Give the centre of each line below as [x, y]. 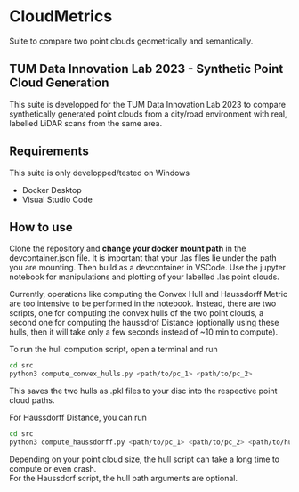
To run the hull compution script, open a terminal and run [113, 350]
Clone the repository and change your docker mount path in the [128, 249]
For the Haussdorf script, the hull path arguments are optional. [124, 478]
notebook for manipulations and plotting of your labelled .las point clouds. [145, 277]
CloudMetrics [61, 16]
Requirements [49, 152]
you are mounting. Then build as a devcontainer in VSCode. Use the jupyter [148, 268]
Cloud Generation [59, 83]
